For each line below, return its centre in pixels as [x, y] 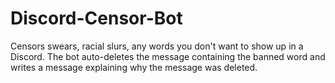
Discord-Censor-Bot [96, 18]
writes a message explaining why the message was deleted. [134, 67]
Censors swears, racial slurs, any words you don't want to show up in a [157, 46]
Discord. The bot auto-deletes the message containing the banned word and [168, 56]
